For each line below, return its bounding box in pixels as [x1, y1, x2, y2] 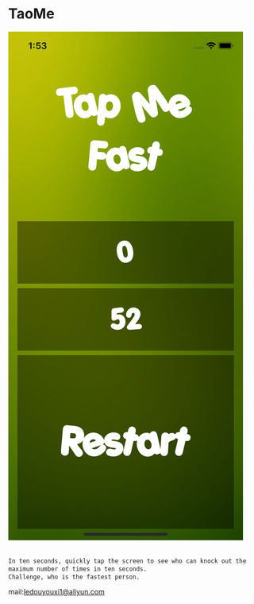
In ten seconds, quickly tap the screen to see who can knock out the [8, 557, 247, 565]
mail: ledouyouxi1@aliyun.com [8, 587, 106, 596]
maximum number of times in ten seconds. [8, 565, 148, 573]
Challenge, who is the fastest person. [8, 573, 140, 581]
